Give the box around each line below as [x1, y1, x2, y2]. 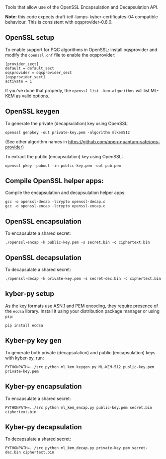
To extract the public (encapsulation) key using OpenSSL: [5, 153, 123, 159]
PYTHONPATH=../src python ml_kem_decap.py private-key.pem [5, 446, 130, 451]
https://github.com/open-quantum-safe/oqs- [68, 138, 160, 144]
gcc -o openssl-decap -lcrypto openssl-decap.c [5, 199, 106, 204]
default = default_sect [5, 66, 55, 71]
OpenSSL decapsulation [5, 253, 82, 262]
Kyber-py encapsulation [5, 382, 82, 391]
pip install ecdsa [5, 323, 43, 328]
